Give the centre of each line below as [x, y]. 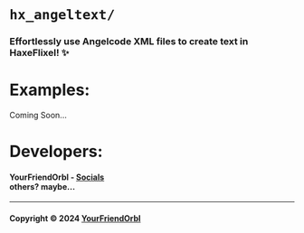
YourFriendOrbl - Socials [57, 177]
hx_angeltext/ [62, 15]
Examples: [50, 90]
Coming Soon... [38, 116]
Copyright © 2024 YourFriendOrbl [75, 219]
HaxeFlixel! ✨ [39, 53]
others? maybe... [42, 186]
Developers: [56, 152]
